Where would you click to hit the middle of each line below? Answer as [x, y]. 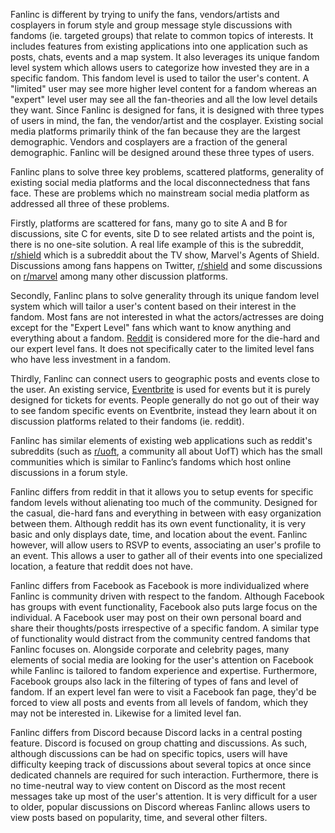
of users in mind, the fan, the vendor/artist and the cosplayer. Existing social [167, 120]
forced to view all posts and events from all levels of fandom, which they [159, 702]
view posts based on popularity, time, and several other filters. [139, 817]
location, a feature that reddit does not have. [101, 566]
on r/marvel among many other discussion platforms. [119, 276]
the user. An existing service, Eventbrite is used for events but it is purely [160, 389]
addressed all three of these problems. [90, 203]
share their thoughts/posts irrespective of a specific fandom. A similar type [165, 628]
